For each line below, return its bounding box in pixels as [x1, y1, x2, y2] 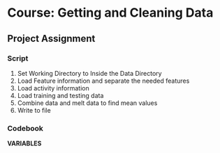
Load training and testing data [17, 91, 104, 99]
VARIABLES [7, 139, 42, 147]
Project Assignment [7, 33, 96, 45]
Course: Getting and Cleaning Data [7, 5, 214, 21]
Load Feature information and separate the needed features [17, 76, 190, 85]
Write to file [17, 106, 51, 114]
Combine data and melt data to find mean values [17, 99, 158, 107]
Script [7, 54, 29, 63]
